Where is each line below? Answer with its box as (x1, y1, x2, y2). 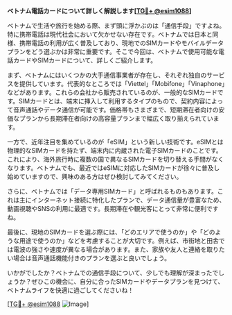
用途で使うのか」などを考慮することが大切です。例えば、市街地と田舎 (19, 237, 220, 245)
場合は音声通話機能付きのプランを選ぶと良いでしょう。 (12, 254, 171, 262)
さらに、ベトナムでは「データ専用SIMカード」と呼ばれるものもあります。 (7, 187, 218, 195)
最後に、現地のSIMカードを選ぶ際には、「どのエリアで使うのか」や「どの (7, 228, 215, 236)
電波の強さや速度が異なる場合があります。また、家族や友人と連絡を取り (12, 246, 220, 253)
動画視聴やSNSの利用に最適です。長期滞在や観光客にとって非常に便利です (7, 205, 219, 212)
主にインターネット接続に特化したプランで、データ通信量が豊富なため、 (19, 196, 226, 204)
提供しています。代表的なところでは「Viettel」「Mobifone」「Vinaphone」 (19, 80, 225, 87)
